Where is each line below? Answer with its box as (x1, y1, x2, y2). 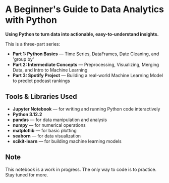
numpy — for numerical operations (12, 122, 86, 128)
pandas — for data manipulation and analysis (12, 117, 107, 123)
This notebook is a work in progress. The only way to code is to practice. (5, 166, 157, 172)
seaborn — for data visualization (12, 133, 81, 139)
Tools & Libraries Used (5, 92, 77, 101)
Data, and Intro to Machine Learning (12, 67, 88, 73)
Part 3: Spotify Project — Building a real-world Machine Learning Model (12, 72, 163, 78)
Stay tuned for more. (5, 171, 48, 178)
